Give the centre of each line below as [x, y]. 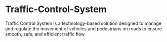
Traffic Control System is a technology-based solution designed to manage [83, 23]
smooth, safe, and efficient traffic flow [45, 34]
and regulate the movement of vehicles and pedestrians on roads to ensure [83, 28]
